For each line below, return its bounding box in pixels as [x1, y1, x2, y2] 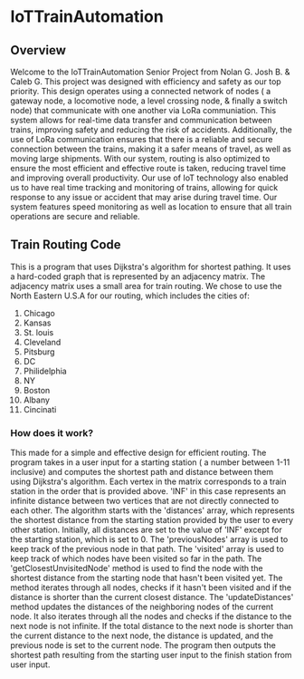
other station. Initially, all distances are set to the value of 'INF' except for [10, 524, 283, 536]
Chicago [23, 307, 55, 318]
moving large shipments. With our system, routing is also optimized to [10, 153, 271, 164]
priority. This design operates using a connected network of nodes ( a [10, 86, 271, 96]
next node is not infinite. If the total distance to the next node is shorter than [10, 621, 293, 632]
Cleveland [23, 336, 62, 347]
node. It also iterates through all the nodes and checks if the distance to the [10, 611, 292, 622]
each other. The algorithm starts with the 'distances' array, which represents [10, 505, 295, 516]
